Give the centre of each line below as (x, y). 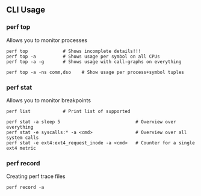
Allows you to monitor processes (47, 40)
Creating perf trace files (36, 176)
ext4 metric (21, 148)
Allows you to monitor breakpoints (49, 100)
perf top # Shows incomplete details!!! (74, 51)
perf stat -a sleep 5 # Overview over (91, 122)
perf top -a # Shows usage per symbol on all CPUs (83, 57)
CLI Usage (26, 10)
